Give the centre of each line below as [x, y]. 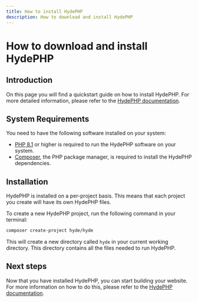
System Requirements [48, 119]
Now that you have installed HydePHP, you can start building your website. [97, 280]
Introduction [29, 80]
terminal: [17, 220]
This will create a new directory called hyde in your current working [87, 242]
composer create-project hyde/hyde [50, 231]
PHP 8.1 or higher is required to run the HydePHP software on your [95, 145]
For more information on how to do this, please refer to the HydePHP [89, 287]
